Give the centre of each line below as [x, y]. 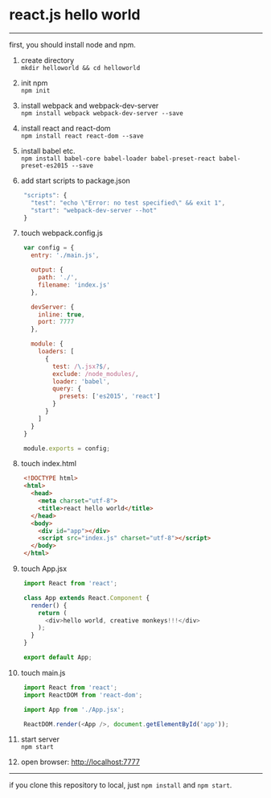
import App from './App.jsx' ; [74, 709]
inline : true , [62, 314]
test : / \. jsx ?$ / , [81, 366]
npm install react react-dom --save [82, 136]
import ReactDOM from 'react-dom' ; [83, 695]
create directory [47, 60]
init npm [34, 83]
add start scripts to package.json [76, 180]
